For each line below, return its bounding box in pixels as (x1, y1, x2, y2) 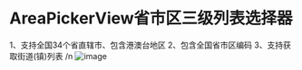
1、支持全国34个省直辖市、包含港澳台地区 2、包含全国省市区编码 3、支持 (9, 39, 284, 50)
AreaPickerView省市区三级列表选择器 (9, 8, 293, 29)
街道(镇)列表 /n (16, 50, 73, 61)
